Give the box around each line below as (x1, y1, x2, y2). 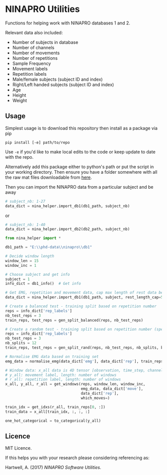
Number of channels (12, 44, 55, 50)
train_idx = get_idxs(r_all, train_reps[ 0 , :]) (5, 404, 106, 409)
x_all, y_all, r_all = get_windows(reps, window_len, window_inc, (5, 382, 146, 387)
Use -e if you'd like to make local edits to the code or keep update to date (5, 148, 156, 155)
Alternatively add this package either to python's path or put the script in (5, 163, 154, 170)
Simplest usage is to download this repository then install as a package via (5, 125, 158, 131)
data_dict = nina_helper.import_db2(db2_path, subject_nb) (5, 227, 130, 232)
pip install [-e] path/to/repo (5, 140, 70, 145)
